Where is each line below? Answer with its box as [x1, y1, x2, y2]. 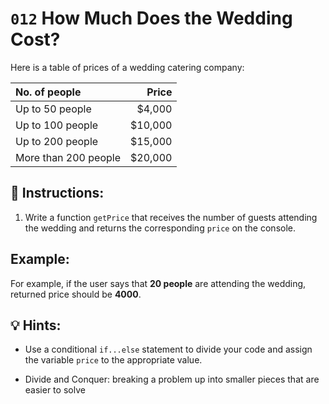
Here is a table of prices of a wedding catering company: [10, 61, 245, 73]
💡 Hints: [10, 317, 62, 334]
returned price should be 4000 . [10, 288, 142, 300]
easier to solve [24, 384, 86, 396]
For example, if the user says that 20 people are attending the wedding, [10, 277, 307, 289]
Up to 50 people [15, 102, 92, 116]
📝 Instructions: [10, 185, 105, 202]
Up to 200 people [15, 134, 99, 148]
